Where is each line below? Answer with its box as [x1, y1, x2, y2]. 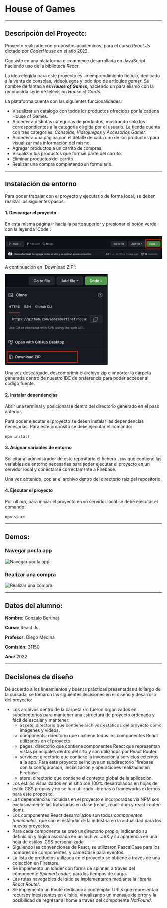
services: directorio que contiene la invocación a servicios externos [19, 754, 159, 760]
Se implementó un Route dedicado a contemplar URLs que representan [12, 886, 158, 892]
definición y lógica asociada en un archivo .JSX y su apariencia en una [12, 833, 158, 839]
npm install [5, 434, 30, 439]
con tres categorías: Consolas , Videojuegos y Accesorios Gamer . [12, 129, 147, 135]
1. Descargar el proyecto [5, 210, 57, 216]
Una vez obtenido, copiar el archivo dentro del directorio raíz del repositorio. [5, 476, 162, 482]
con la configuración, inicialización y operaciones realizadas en [19, 764, 150, 770]
